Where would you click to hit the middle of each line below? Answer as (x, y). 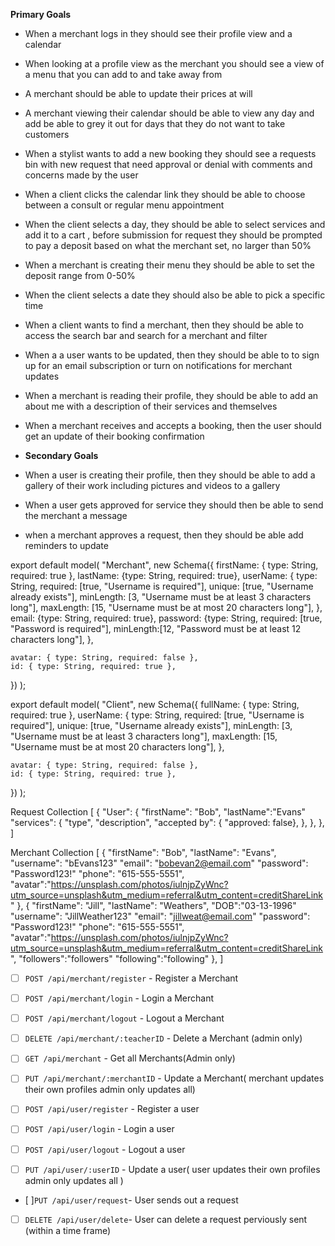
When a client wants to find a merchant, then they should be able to (164, 325)
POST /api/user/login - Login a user (99, 1129)
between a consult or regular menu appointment (124, 205)
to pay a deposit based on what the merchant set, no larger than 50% (168, 245)
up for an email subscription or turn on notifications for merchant (158, 365)
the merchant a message (76, 515)
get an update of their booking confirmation (114, 436)
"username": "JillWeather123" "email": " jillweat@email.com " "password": (160, 916)
